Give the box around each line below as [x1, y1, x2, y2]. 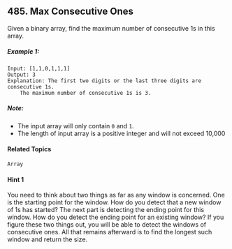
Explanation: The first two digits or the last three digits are [7, 77, 201, 84]
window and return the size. [7, 235, 88, 243]
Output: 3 [7, 71, 36, 78]
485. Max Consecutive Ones [7, 6, 134, 17]
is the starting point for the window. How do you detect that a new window [7, 198, 222, 206]
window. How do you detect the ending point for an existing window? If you [7, 213, 224, 222]
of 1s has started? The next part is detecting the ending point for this [7, 206, 205, 214]
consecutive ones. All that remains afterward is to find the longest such [7, 228, 212, 236]
